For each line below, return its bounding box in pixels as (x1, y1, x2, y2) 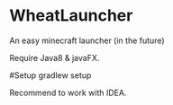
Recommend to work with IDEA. (9, 87, 127, 98)
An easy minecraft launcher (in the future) (9, 35, 165, 46)
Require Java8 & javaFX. (9, 52, 100, 63)
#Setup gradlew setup (9, 69, 92, 81)
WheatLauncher (9, 5, 133, 26)
